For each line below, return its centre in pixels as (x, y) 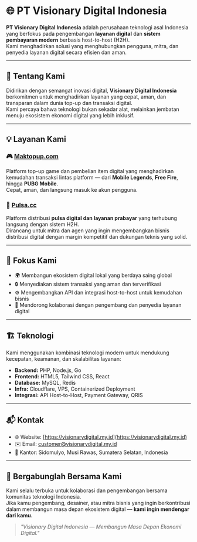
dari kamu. (20, 515)
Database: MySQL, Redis (45, 383)
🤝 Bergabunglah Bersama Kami (64, 476)
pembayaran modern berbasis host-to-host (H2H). (68, 40)
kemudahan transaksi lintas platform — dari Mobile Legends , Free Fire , (92, 178)
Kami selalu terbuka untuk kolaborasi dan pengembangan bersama (87, 490)
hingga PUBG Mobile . (32, 184)
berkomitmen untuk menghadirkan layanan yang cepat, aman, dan (86, 96)
